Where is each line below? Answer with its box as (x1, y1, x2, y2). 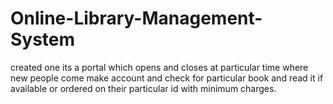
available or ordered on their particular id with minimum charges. (10, 82, 277, 94)
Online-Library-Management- (10, 7, 263, 30)
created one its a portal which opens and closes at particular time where (10, 61, 309, 73)
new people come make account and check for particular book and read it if (10, 72, 324, 84)
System (10, 28, 76, 51)
